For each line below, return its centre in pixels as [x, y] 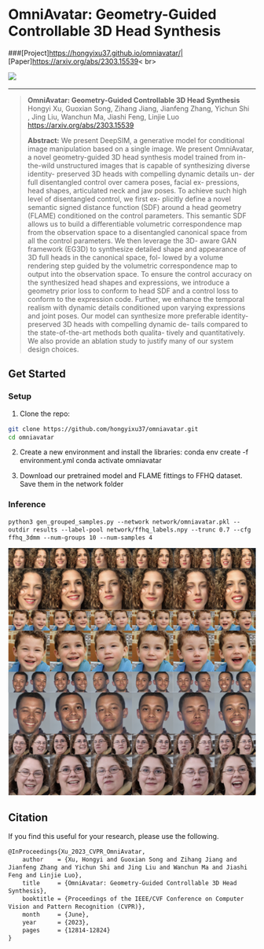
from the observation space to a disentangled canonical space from [137, 232]
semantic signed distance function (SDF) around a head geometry [134, 207]
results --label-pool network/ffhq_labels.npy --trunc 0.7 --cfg [142, 530]
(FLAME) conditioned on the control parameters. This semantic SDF [137, 215]
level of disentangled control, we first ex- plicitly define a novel [129, 199]
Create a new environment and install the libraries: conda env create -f [134, 452]
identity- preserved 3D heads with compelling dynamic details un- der [141, 174]
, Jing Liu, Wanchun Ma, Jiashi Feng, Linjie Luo [103, 116]
